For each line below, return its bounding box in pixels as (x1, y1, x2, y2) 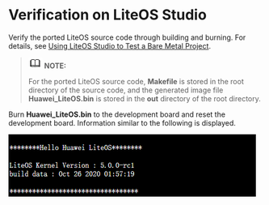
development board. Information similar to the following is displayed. (8, 117, 237, 127)
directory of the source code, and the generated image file (27, 85, 224, 95)
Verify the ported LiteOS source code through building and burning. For (8, 32, 246, 42)
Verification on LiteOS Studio (8, 6, 208, 24)
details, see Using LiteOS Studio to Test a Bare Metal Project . (8, 41, 212, 50)
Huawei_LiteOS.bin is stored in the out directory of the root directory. (27, 93, 261, 103)
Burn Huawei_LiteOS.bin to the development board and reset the (8, 109, 226, 119)
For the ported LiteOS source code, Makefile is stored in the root (27, 76, 244, 86)
